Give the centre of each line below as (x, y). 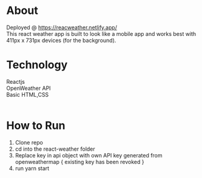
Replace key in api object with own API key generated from (89, 155)
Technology (37, 65)
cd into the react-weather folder (55, 149)
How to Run (36, 126)
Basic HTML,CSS (28, 94)
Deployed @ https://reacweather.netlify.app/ (62, 27)
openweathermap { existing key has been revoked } (79, 162)
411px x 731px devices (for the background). (61, 40)
